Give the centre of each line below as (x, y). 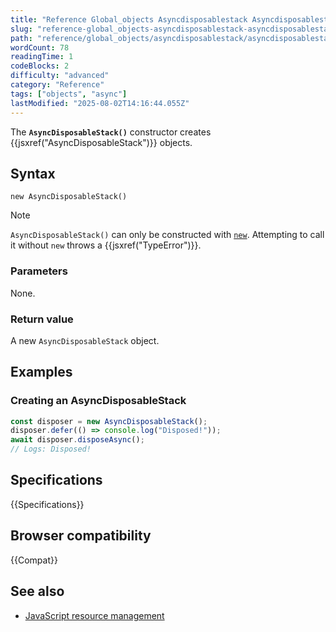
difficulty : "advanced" (60, 76)
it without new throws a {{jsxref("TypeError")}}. (106, 245)
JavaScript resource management (94, 615)
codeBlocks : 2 (40, 66)
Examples (41, 372)
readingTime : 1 (42, 57)
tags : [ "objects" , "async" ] (69, 94)
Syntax (33, 173)
